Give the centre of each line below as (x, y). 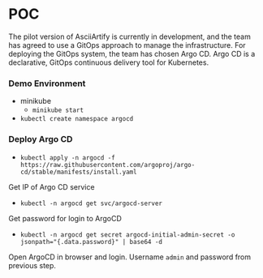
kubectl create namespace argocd (77, 119)
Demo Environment (47, 83)
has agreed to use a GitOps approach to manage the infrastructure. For (127, 45)
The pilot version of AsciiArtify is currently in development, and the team (130, 36)
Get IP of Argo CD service (52, 186)
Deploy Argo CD (41, 139)
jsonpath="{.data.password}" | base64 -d (91, 242)
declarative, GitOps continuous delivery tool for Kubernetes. (109, 62)
